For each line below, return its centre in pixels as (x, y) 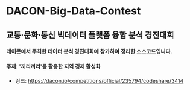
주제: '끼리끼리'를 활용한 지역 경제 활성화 (53, 66)
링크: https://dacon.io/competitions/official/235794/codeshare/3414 (99, 81)
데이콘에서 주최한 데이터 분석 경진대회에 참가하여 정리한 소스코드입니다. (90, 51)
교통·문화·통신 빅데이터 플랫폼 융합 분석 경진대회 (90, 35)
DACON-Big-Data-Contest (74, 11)
